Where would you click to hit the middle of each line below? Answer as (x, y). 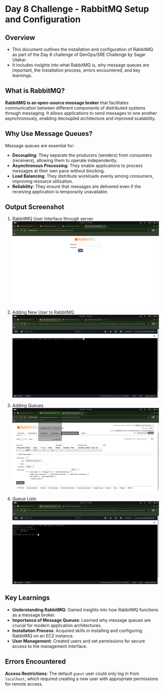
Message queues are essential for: (40, 145)
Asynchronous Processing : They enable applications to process (77, 165)
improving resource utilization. (42, 181)
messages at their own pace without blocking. (58, 171)
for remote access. (24, 684)
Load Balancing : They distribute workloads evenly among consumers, (83, 176)
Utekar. (19, 60)
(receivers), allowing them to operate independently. (65, 160)
